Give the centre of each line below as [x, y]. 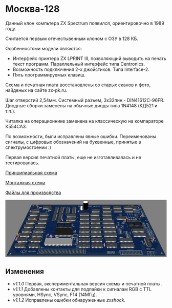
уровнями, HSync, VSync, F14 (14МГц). [55, 295]
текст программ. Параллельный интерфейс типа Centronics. [79, 64]
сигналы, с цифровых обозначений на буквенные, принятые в [73, 142]
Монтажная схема [25, 182]
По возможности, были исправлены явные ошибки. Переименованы [81, 136]
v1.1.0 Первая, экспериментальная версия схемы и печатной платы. [87, 284]
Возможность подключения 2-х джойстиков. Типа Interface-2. [81, 69]
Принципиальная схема [31, 172]
